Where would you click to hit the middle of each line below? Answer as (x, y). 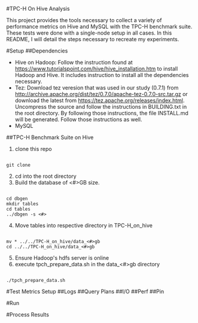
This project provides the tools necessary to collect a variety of (84, 20)
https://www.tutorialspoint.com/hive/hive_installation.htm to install (96, 69)
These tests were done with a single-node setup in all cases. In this (89, 33)
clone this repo (33, 149)
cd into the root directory (45, 176)
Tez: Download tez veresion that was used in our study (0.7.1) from (97, 88)
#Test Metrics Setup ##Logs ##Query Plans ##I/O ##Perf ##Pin (85, 291)
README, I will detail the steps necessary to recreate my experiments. (93, 39)
